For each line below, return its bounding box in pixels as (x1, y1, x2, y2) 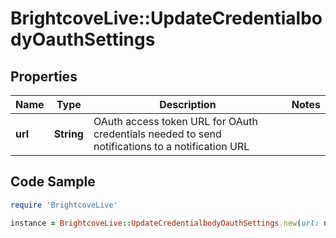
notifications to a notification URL (93, 140, 250, 153)
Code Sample (10, 173, 96, 191)
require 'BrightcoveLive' (10, 200, 118, 210)
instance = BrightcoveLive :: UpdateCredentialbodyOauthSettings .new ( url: (10, 218, 320, 228)
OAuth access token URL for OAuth (93, 115, 258, 128)
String (53, 127, 84, 141)
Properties (10, 68, 78, 85)
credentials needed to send (93, 127, 222, 141)
